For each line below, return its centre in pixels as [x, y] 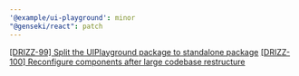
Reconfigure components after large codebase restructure [137, 62]
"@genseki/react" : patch [56, 26]
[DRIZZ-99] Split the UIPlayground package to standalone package [134, 52]
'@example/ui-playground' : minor [72, 18]
